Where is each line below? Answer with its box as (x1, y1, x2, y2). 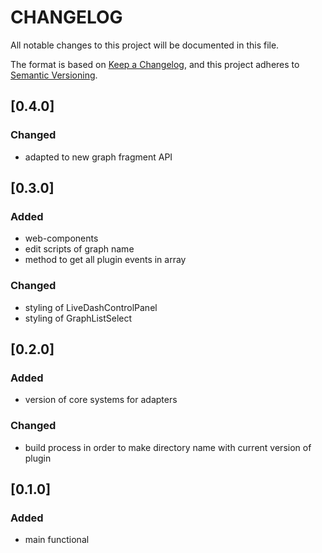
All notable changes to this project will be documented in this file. (10, 39, 280, 51)
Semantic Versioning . (10, 69, 98, 81)
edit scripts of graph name (24, 243, 135, 255)
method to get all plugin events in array (24, 254, 187, 266)
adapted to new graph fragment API (24, 151, 173, 163)
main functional (24, 534, 90, 546)
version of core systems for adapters (24, 394, 178, 406)
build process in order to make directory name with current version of (24, 441, 312, 453)
